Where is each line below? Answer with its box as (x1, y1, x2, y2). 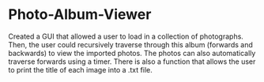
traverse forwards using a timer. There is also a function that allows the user (8, 57, 256, 66)
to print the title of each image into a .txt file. (8, 65, 153, 74)
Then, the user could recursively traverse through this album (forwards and (8, 39, 253, 49)
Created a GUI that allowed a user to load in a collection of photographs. (8, 32, 243, 41)
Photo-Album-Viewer (8, 6, 152, 24)
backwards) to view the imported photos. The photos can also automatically (8, 48, 256, 58)
